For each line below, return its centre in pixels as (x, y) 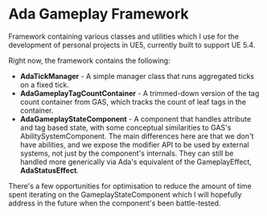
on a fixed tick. (45, 85)
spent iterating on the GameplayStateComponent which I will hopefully (125, 194)
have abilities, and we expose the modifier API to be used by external (134, 144)
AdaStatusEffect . (49, 170)
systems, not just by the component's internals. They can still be (127, 153)
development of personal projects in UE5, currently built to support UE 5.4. (132, 44)
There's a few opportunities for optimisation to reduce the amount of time (130, 185)
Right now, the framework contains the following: (89, 60)
